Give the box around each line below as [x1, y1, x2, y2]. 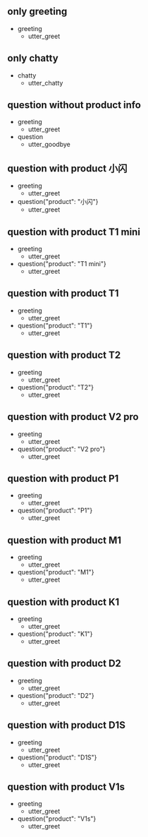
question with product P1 [7, 472, 119, 484]
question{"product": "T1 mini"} [17, 260, 107, 268]
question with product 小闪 [7, 162, 128, 174]
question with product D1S [7, 719, 125, 731]
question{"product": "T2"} [17, 383, 94, 391]
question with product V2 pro [7, 411, 139, 423]
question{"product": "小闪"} [17, 198, 99, 206]
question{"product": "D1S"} [17, 753, 97, 761]
